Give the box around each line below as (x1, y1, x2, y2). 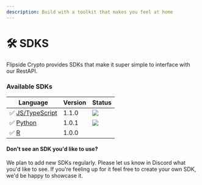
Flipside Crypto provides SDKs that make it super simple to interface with (6, 60, 190, 68)
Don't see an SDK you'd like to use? (6, 145, 98, 153)
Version (63, 98, 87, 107)
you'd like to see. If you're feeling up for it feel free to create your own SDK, (6, 165, 197, 173)
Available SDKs (6, 82, 53, 91)
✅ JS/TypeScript (9, 108, 57, 117)
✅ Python (9, 118, 37, 127)
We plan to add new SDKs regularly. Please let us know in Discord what (6, 159, 186, 167)
